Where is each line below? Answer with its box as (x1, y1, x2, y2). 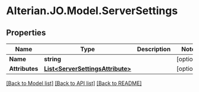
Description (137, 45, 171, 53)
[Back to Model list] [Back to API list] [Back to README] (6, 80, 142, 87)
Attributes (9, 65, 38, 73)
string (44, 55, 62, 63)
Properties (6, 28, 46, 38)
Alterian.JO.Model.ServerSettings (6, 4, 178, 18)
